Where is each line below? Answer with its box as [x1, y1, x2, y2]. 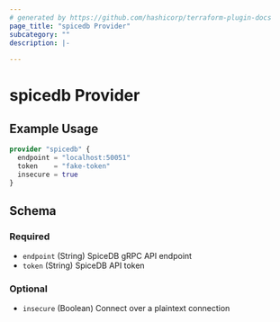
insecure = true [17, 170, 78, 179]
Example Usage [9, 121, 99, 136]
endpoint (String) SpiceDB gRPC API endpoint [22, 251, 192, 262]
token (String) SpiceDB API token [22, 260, 146, 271]
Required [9, 230, 50, 243]
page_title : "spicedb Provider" [9, 22, 131, 31]
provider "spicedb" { [9, 145, 91, 154]
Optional [9, 282, 48, 295]
